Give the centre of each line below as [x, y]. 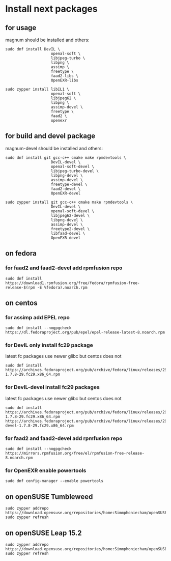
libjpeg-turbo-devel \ [75, 171]
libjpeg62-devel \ [70, 215]
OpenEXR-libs [65, 80]
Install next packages [51, 9]
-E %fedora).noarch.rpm [62, 287]
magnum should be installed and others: [48, 40]
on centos [21, 303]
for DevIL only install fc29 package [49, 345]
